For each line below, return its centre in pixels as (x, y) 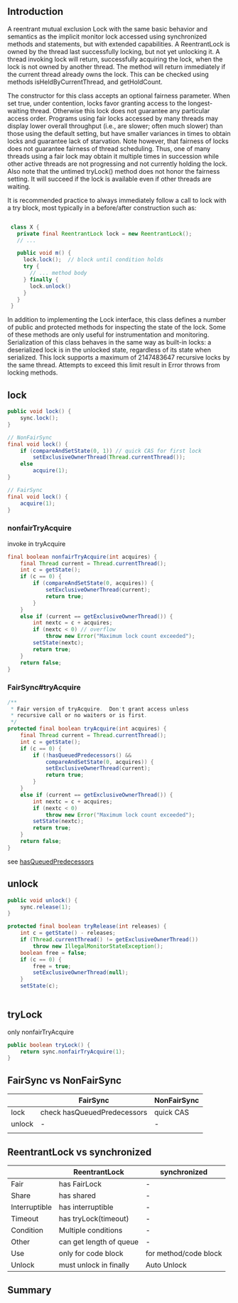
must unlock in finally (94, 1265)
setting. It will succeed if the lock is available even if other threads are (109, 179)
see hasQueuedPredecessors (51, 862)
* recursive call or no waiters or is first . (79, 716)
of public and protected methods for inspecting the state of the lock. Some (117, 328)
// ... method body (58, 273)
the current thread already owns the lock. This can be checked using (108, 74)
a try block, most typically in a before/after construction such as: (102, 208)
